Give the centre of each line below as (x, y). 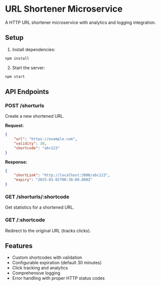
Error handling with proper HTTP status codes (58, 278)
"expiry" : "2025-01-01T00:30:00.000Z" (53, 180)
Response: (16, 162)
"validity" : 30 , (30, 143)
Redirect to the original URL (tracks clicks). (48, 231)
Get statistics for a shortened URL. (40, 207)
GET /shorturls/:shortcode (37, 197)
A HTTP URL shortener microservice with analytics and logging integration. (80, 22)
